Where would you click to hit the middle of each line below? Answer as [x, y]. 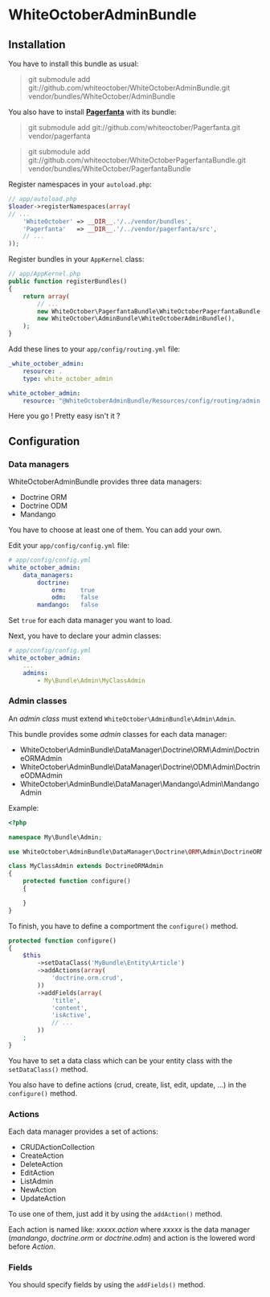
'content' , [70, 1008]
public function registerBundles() [68, 281]
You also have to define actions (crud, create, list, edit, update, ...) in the [127, 1084]
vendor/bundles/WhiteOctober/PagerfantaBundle [109, 169]
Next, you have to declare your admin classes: [85, 636]
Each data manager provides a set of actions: [83, 1131]
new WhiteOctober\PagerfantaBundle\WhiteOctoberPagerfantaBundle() [152, 311]
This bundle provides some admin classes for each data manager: [118, 734]
